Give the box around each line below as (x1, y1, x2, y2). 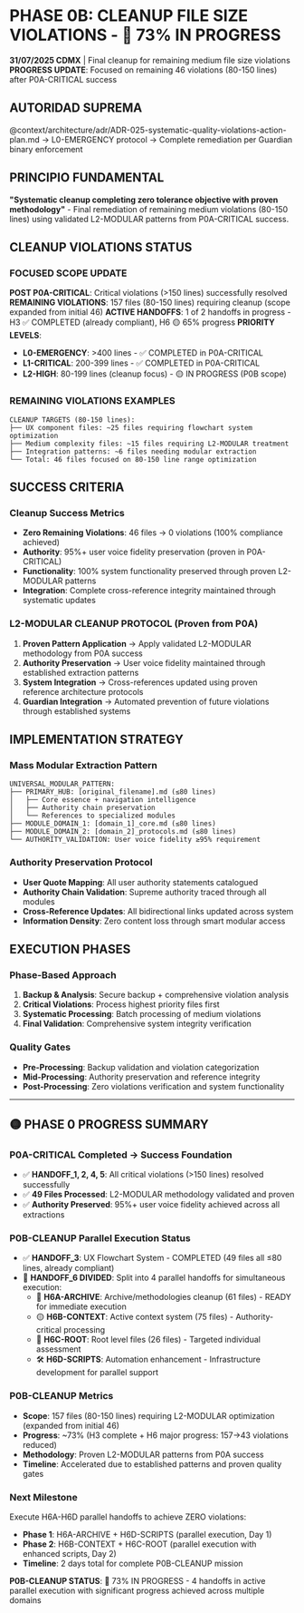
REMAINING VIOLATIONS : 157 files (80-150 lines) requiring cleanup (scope (9, 297, 291, 308)
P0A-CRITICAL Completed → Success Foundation (9, 1149, 233, 1161)
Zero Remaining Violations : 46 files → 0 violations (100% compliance (22, 527, 283, 538)
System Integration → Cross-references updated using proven (22, 677, 258, 688)
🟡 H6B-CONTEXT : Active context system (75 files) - (35, 1312, 233, 1323)
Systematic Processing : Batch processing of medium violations (22, 1009, 261, 1020)
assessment (35, 1344, 81, 1354)
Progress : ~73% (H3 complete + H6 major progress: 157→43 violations (22, 1430, 290, 1441)
